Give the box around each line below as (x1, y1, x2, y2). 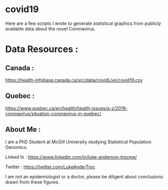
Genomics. (5, 144, 28, 150)
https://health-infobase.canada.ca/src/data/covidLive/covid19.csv (5, 77, 143, 83)
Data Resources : (5, 44, 78, 55)
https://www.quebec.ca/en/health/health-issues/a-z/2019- (5, 105, 128, 111)
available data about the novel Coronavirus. (5, 25, 96, 31)
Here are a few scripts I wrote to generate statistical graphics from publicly (5, 20, 161, 26)
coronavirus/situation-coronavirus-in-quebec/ (5, 110, 101, 117)
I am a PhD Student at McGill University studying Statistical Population (5, 138, 152, 145)
